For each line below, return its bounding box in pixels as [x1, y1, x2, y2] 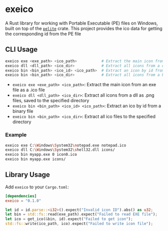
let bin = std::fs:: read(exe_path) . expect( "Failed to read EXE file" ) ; [5, 212, 157, 217]
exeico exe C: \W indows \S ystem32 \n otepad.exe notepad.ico [5, 143, 126, 148]
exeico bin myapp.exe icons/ [5, 157, 66, 162]
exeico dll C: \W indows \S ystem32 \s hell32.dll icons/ [5, 147, 115, 152]
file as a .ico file [12, 87, 45, 93]
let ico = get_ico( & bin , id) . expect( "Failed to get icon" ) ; [5, 216, 133, 221]
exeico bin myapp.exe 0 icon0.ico [5, 152, 77, 157]
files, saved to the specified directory [12, 98, 89, 104]
